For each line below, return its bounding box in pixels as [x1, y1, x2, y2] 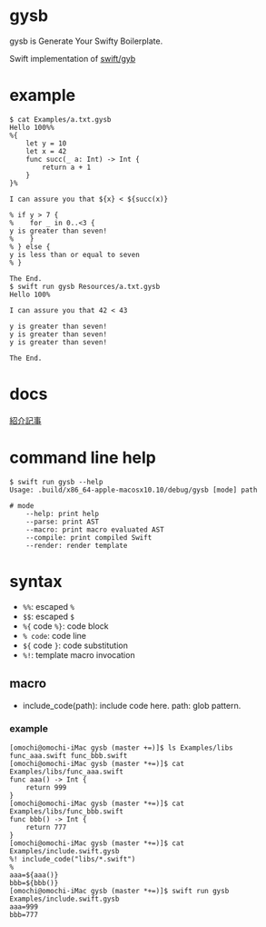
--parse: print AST [25, 517, 100, 526]
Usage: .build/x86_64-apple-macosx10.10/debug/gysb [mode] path [9, 485, 258, 494]
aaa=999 [9, 902, 39, 912]
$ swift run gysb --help [9, 477, 103, 486]
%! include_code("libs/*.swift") [9, 854, 136, 863]
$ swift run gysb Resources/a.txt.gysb [9, 282, 161, 291]
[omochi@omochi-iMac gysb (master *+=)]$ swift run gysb [9, 886, 230, 895]
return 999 [25, 782, 67, 792]
